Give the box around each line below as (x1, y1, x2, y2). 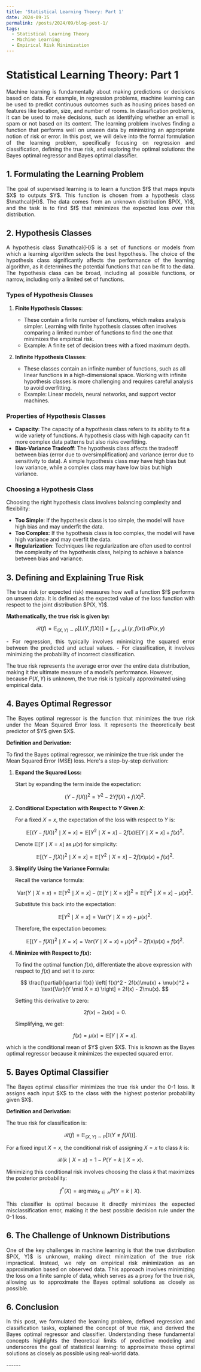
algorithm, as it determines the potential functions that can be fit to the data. (6, 263, 195, 270)
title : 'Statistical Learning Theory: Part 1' (6, 8, 124, 15)
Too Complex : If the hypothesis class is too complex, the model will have (14, 530, 195, 537)
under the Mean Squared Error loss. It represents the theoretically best (6, 721, 195, 728)
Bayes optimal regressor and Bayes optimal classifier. (6, 151, 138, 159)
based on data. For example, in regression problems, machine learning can (6, 94, 195, 101)
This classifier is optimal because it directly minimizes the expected (6, 1200, 195, 1207)
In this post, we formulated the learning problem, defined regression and (6, 1318, 195, 1325)
